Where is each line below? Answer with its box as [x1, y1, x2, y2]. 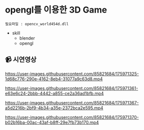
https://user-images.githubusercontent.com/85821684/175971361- [5, 85, 139, 91]
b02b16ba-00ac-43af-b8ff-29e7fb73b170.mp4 [5, 119, 99, 125]
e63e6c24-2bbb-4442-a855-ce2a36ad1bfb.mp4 [5, 90, 104, 96]
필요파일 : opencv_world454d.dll [5, 21, 69, 27]
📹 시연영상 [5, 56, 36, 64]
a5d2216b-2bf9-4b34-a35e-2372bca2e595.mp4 [5, 105, 104, 111]
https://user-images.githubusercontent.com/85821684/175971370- [5, 114, 139, 120]
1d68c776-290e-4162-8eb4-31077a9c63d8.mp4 [5, 76, 103, 82]
